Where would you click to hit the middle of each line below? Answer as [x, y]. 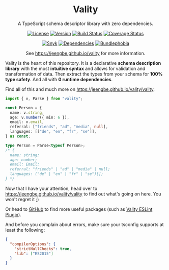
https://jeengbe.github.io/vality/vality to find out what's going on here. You [83, 194]
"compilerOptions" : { [33, 244]
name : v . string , [27, 113]
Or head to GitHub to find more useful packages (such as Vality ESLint [79, 209]
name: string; [25, 155]
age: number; [24, 160]
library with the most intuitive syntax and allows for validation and [75, 68]
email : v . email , [27, 122]
